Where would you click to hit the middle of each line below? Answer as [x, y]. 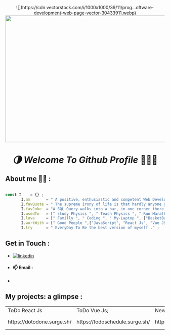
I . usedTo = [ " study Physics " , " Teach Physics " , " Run [86, 214]
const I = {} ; [25, 195]
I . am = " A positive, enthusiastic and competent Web [86, 199]
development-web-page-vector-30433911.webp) [85, 13]
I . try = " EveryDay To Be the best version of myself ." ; [90, 228]
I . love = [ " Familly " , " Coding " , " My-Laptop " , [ [83, 218]
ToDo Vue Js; [93, 310]
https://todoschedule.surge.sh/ [113, 322]
